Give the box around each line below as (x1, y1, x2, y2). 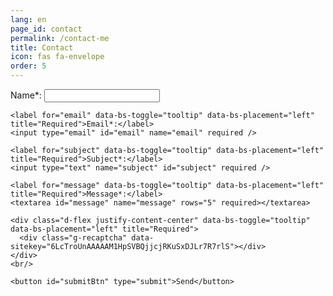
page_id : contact (10, 24, 83, 34)
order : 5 (10, 61, 47, 71)
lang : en (10, 14, 47, 25)
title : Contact (10, 42, 74, 53)
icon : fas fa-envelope (10, 52, 105, 62)
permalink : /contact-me (10, 33, 110, 43)
